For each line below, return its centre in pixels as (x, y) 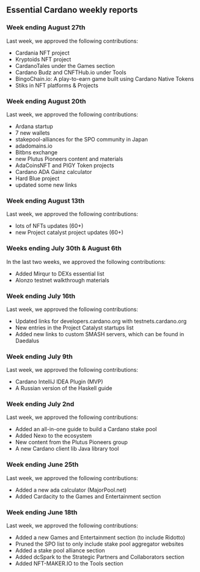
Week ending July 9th (40, 356)
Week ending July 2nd (40, 404)
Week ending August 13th (45, 200)
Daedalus (27, 341)
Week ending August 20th (46, 101)
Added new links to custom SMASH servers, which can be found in (100, 334)
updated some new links (46, 185)
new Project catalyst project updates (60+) (69, 233)
